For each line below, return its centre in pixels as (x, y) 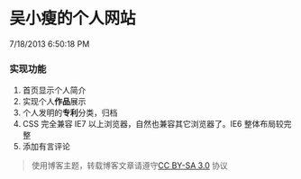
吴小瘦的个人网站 (73, 18)
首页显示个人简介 (54, 90)
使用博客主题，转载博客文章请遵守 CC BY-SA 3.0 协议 (129, 166)
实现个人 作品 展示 (54, 102)
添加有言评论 (46, 147)
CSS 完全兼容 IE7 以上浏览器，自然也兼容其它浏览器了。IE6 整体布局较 (153, 124)
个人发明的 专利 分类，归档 (70, 112)
